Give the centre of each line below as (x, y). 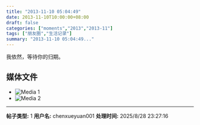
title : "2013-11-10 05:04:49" (44, 12)
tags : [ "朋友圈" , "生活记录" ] (39, 34)
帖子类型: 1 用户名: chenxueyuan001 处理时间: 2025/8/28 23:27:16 (87, 116)
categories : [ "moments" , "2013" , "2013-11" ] (60, 28)
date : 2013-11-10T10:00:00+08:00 (48, 17)
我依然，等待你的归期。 (35, 57)
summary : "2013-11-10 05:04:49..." (50, 39)
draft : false (22, 23)
